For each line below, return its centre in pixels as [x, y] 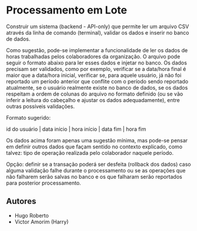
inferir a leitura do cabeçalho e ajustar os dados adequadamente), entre [93, 100]
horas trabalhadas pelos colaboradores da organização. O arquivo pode [93, 56]
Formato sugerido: [29, 117]
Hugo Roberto [31, 215]
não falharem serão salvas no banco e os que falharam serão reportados [94, 176]
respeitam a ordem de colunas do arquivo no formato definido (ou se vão [95, 94]
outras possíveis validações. [41, 106]
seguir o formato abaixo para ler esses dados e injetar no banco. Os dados [96, 63]
